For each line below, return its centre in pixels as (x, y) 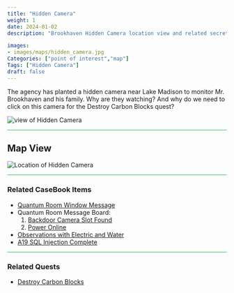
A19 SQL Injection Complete (57, 242)
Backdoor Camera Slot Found (70, 220)
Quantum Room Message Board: (64, 212)
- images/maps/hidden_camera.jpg (56, 52)
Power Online (47, 227)
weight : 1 (22, 20)
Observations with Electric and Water (71, 234)
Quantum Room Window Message (66, 205)
